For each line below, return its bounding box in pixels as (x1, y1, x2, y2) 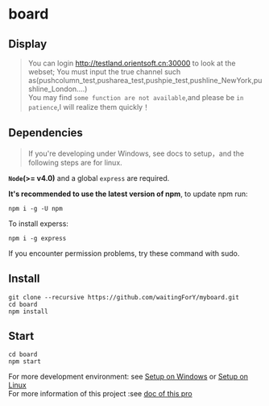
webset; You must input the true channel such (27, 67, 181, 77)
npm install (8, 308, 48, 316)
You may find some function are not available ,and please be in (27, 93, 244, 102)
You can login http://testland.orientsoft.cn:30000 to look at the (27, 58, 236, 68)
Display (8, 37, 48, 51)
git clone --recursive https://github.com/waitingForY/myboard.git (8, 293, 240, 301)
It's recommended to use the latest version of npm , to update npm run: (8, 189, 248, 199)
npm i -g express (8, 234, 67, 242)
